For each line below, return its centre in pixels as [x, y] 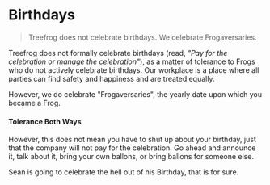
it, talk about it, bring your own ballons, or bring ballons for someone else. [131, 157]
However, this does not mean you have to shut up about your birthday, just [132, 140]
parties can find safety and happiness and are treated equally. [112, 78]
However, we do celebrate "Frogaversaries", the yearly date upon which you [135, 94]
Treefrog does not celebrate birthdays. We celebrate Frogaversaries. [142, 37]
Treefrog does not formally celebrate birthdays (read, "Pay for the [118, 53]
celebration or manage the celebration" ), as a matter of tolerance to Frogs [132, 61]
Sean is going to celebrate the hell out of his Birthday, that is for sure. [124, 172]
